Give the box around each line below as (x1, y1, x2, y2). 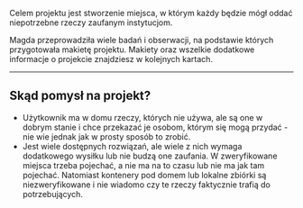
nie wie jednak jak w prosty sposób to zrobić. (22, 131, 191, 142)
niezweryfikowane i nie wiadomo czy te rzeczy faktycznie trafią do (22, 179, 271, 190)
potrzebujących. (22, 188, 84, 199)
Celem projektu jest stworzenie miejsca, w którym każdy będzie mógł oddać (9, 8, 293, 18)
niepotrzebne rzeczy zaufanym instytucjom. (9, 17, 173, 28)
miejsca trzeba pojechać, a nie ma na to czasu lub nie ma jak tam (22, 159, 265, 170)
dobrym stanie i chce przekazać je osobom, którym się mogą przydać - (22, 122, 289, 132)
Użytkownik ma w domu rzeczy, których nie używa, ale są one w (22, 112, 263, 122)
